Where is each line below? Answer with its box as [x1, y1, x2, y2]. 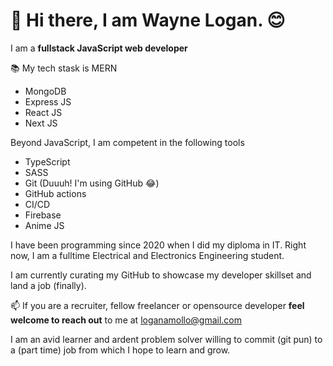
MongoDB [24, 85, 67, 97]
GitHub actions [24, 187, 87, 199]
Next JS [24, 117, 58, 129]
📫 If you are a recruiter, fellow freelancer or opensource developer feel [10, 299, 305, 311]
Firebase [24, 209, 62, 221]
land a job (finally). [10, 279, 87, 291]
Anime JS [24, 219, 65, 231]
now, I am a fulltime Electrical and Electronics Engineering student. [10, 249, 285, 261]
